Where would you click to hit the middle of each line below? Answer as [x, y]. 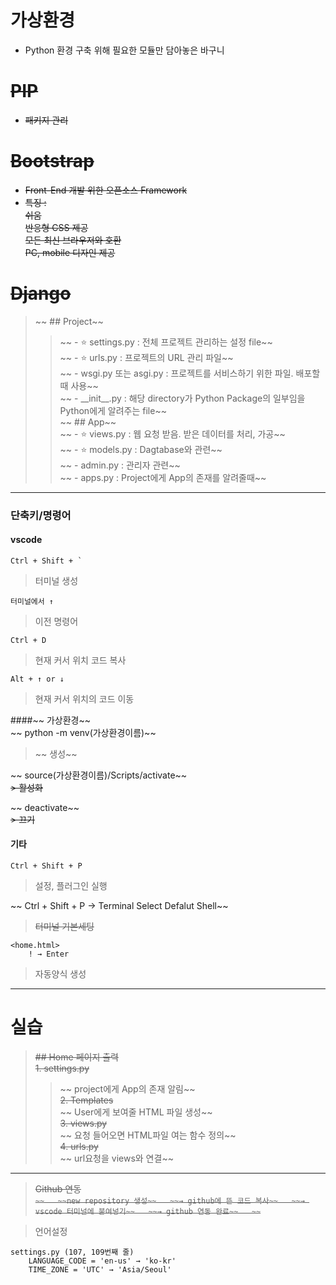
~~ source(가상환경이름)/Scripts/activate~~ [99, 775]
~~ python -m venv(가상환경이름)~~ [83, 732]
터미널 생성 [56, 580]
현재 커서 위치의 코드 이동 [84, 698]
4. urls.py [79, 1147]
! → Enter [49, 954]
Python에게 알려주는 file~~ [113, 410]
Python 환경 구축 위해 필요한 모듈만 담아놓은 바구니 [124, 50]
